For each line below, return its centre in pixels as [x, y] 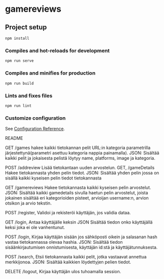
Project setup [26, 27]
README [14, 138]
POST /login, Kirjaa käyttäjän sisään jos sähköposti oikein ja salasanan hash [81, 237]
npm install [17, 38]
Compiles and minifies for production [50, 73]
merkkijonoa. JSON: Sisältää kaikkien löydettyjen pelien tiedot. [68, 262]
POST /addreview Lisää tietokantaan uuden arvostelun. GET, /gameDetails [80, 168]
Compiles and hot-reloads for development [58, 51]
